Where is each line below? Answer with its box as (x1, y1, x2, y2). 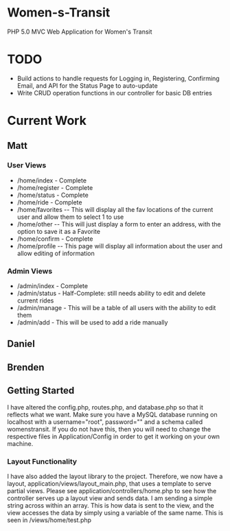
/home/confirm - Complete (16, 235, 93, 243)
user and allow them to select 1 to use (16, 213, 124, 221)
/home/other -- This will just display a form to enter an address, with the (16, 220, 221, 228)
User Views (7, 161, 47, 170)
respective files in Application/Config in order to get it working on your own (7, 432, 220, 440)
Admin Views (7, 266, 53, 276)
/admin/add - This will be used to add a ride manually (16, 318, 168, 327)
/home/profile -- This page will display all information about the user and (16, 241, 223, 250)
